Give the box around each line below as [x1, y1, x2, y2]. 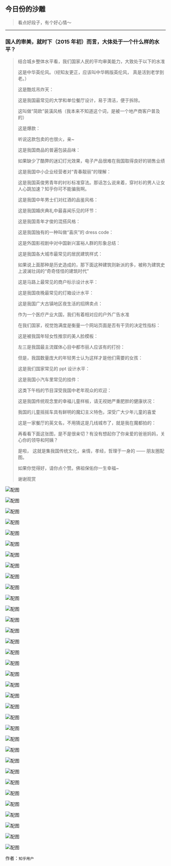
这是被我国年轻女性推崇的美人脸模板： [17, 333, 98, 339]
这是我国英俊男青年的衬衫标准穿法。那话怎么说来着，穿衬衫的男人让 [17, 180, 161, 186]
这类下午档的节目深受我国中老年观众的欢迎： [17, 387, 112, 394]
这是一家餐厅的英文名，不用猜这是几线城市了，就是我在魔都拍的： [17, 420, 156, 426]
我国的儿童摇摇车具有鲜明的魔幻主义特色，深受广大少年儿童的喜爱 [17, 409, 156, 415]
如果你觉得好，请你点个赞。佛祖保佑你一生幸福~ [17, 465, 120, 471]
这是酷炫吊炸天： [17, 86, 54, 93]
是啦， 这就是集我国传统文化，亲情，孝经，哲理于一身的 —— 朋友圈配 [17, 448, 164, 454]
